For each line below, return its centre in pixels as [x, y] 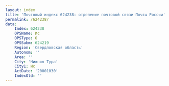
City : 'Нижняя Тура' [36, 62]
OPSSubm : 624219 [32, 43]
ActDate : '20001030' [36, 71]
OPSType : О [26, 38]
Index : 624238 [29, 29]
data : [11, 24]
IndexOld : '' [28, 76]
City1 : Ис [25, 66]
